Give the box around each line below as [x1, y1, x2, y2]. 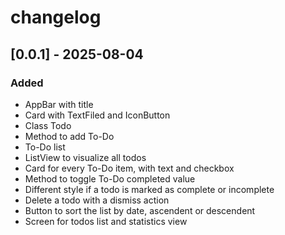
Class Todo [24, 119, 72, 131]
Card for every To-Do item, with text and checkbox [24, 162, 235, 174]
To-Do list [24, 141, 66, 153]
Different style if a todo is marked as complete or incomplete [24, 183, 275, 195]
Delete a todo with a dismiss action [24, 194, 170, 206]
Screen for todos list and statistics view [24, 215, 188, 227]
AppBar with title [24, 98, 94, 110]
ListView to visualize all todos [24, 151, 147, 163]
